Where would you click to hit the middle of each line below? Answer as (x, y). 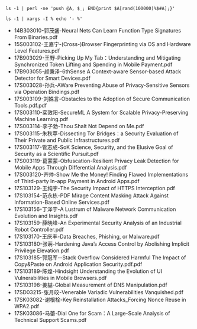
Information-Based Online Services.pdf (62, 202)
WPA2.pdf (27, 306)
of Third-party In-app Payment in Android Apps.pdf (77, 181)
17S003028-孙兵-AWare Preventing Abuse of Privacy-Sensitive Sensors (102, 85)
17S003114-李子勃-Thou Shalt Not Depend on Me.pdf (79, 126)
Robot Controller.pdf (39, 229)
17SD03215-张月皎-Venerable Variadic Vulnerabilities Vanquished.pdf (99, 292)
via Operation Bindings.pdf (47, 92)
